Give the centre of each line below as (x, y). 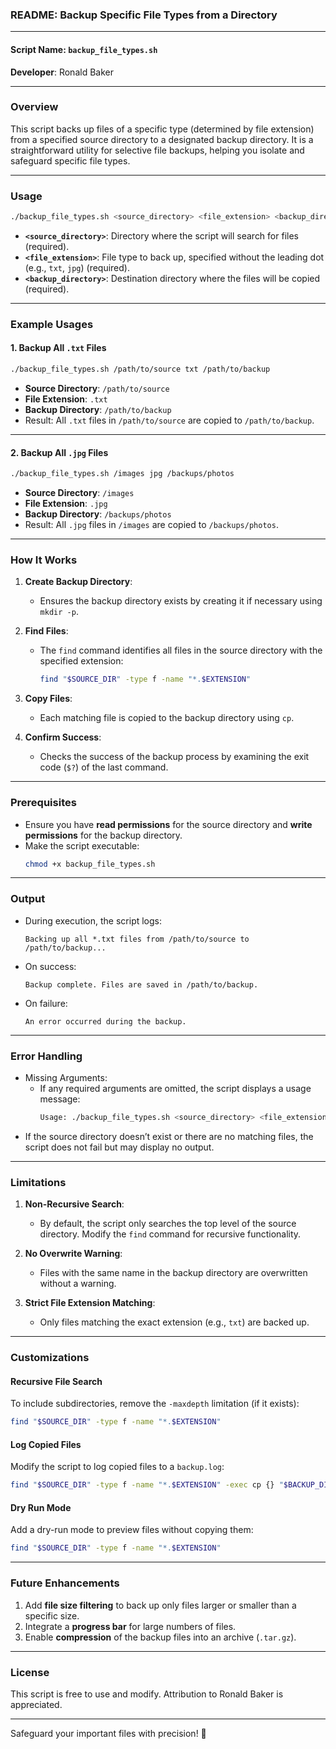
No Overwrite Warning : (73, 1254)
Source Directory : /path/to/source (97, 388)
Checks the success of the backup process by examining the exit (174, 757)
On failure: (46, 1003)
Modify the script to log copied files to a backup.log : (117, 1467)
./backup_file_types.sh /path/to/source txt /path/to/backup (140, 369)
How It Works (44, 560)
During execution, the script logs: (93, 920)
